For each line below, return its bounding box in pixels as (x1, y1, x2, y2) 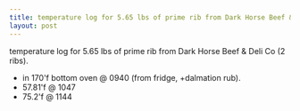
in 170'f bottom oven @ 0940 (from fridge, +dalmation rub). (21, 72, 241, 83)
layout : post (9, 21, 58, 30)
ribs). (9, 55, 29, 66)
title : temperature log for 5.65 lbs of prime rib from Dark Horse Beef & (9, 12, 294, 22)
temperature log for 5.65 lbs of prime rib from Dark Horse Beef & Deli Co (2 (9, 45, 286, 56)
